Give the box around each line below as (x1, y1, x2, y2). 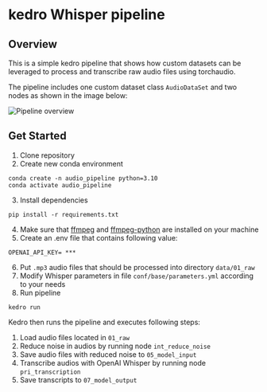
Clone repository (19, 150, 75, 160)
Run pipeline (19, 288, 61, 297)
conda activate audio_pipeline (8, 181, 112, 189)
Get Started (8, 129, 67, 143)
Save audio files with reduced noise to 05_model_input (19, 349, 197, 359)
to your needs (19, 279, 66, 288)
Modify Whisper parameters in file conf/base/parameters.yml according (19, 271, 254, 280)
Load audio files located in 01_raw (19, 332, 130, 342)
